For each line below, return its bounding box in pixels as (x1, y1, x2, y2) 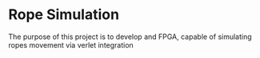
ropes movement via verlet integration (8, 40, 134, 49)
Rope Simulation (8, 6, 120, 24)
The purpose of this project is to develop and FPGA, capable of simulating (8, 32, 252, 41)
